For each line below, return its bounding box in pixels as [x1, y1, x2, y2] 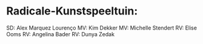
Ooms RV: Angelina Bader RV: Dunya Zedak [6, 30, 115, 37]
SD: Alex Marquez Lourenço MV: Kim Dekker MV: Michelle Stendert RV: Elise [6, 24, 197, 31]
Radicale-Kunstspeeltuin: [6, 4, 138, 18]
